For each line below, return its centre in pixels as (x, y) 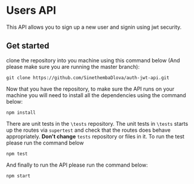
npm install (21, 112)
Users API (31, 10)
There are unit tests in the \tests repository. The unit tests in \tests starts (97, 123)
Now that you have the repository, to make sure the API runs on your (90, 89)
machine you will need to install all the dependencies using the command (96, 95)
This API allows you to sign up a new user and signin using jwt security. (94, 27)
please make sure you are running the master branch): (73, 67)
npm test (17, 153)
